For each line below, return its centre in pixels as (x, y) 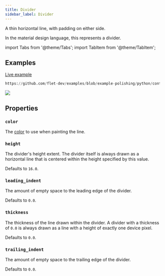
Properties (22, 108)
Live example (18, 75)
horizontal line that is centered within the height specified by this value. (77, 159)
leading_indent (23, 181)
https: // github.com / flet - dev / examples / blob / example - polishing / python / (79, 84)
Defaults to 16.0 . (22, 169)
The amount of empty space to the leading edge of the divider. (69, 191)
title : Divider (21, 10)
